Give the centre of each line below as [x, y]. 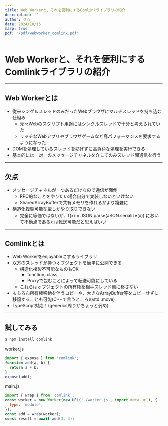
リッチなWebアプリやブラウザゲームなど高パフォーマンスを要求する [90, 136]
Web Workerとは [32, 98]
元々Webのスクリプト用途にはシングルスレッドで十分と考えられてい [90, 124]
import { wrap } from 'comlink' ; [40, 396]
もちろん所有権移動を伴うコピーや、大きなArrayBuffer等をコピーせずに [85, 293]
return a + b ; [24, 367]
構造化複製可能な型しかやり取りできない [54, 209]
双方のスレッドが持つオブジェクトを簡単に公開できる [67, 263]
